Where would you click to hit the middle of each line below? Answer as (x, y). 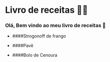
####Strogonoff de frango (39, 36)
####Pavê (23, 46)
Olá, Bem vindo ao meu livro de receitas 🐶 (55, 26)
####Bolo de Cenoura (35, 55)
